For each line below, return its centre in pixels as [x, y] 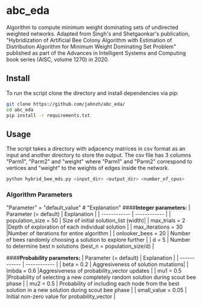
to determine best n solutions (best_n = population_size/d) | [80, 246]
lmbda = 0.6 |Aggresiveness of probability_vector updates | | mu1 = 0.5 [94, 271]
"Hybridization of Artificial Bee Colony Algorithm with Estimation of [89, 40]
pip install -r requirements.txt [48, 116]
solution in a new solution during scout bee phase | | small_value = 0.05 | [96, 290]
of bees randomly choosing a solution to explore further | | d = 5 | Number [98, 240]
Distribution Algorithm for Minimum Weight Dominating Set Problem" [91, 47]
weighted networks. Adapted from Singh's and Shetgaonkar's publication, [98, 33]
